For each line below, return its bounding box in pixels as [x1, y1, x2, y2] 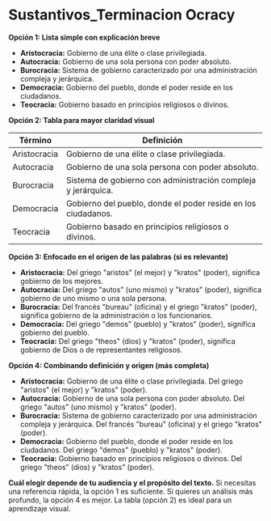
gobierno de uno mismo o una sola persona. [19, 293, 167, 303]
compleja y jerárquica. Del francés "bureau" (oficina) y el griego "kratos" [19, 419, 262, 429]
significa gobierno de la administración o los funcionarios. [19, 310, 213, 320]
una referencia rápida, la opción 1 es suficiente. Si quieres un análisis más [8, 486, 253, 496]
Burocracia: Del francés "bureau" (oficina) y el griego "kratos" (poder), [19, 302, 257, 311]
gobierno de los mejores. [19, 276, 103, 286]
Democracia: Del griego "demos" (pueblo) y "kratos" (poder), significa [19, 319, 256, 328]
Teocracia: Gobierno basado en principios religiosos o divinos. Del [19, 453, 243, 463]
